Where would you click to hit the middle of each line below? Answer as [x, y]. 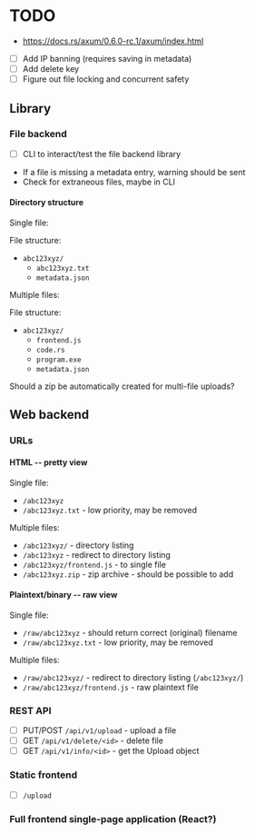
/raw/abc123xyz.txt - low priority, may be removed [118, 642]
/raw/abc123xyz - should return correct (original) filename [130, 632]
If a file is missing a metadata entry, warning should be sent [134, 172]
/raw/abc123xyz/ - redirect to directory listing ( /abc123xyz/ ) [133, 677]
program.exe [59, 360]
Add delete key [51, 69]
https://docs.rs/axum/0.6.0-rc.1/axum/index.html [113, 41]
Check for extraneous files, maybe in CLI [98, 182]
